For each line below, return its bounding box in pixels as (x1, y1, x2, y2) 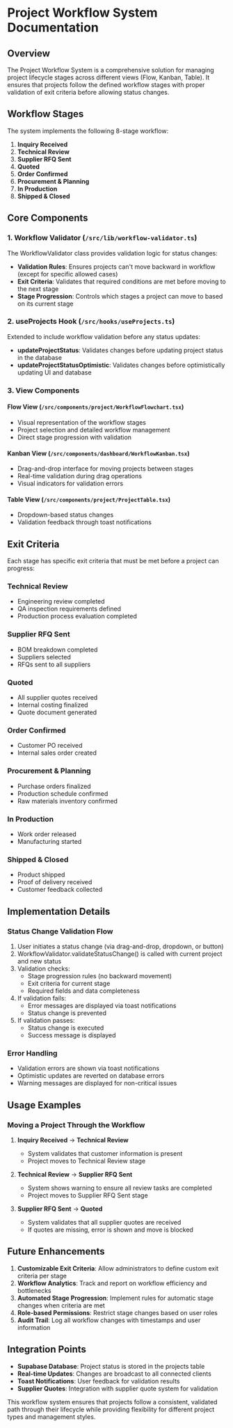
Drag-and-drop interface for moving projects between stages (17, 464, 193, 473)
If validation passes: (17, 1016, 75, 1024)
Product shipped (17, 870, 65, 879)
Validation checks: (17, 964, 70, 973)
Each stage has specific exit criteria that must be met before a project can (7, 557, 219, 565)
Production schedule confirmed (17, 789, 109, 798)
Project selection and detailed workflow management (17, 425, 170, 434)
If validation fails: (17, 994, 67, 1002)
